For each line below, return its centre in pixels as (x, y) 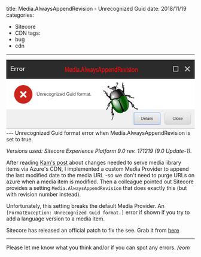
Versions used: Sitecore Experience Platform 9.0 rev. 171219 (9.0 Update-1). (99, 151)
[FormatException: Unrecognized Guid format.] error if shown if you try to (98, 213)
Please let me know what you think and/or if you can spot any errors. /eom (98, 247)
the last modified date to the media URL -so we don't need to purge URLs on (100, 176)
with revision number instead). (44, 195)
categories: (20, 15)
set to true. (20, 140)
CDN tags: (28, 33)
